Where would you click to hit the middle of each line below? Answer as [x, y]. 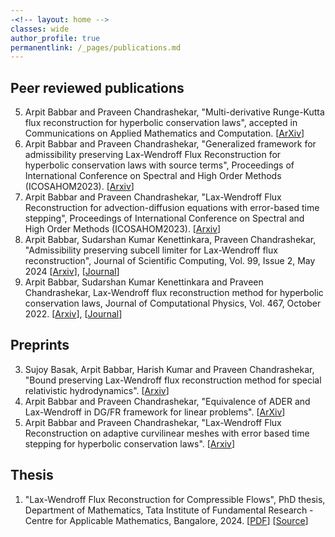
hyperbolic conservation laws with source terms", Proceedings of [159, 165]
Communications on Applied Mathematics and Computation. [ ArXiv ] [164, 133]
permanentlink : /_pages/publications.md [96, 47]
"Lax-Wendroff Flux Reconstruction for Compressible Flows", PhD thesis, [175, 499]
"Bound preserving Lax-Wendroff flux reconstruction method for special [173, 380]
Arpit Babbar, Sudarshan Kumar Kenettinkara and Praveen [144, 282]
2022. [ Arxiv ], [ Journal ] [73, 314]
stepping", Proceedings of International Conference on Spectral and [164, 218]
